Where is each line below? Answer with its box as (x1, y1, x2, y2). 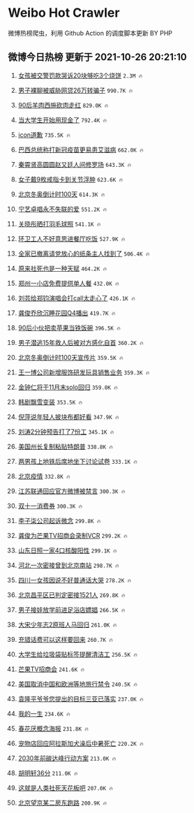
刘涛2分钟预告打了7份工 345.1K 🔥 (17, 427, 114, 436)
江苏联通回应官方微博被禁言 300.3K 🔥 (17, 487, 126, 495)
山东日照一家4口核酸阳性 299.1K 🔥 (17, 546, 117, 555)
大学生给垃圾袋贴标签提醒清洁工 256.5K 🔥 (17, 650, 138, 658)
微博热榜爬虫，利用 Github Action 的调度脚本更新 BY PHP (8, 29, 173, 37)
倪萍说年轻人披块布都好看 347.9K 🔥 (17, 412, 119, 420)
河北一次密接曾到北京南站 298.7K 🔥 (17, 561, 119, 569)
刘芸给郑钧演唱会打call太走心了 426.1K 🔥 (17, 293, 135, 302)
